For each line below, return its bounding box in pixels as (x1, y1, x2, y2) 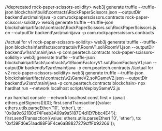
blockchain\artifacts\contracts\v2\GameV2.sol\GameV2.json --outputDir (5, 75, 148, 81)
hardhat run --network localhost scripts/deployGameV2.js (5, 86, 120, 91)
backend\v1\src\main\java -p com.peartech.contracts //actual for (25, 65, 154, 71)
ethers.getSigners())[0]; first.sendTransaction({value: (5, 100, 111, 105)
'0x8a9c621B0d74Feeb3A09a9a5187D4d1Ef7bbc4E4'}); (5, 110, 117, 116)
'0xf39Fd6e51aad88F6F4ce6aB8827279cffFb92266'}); (5, 120, 116, 126)
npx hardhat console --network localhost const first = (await (5, 95, 125, 101)
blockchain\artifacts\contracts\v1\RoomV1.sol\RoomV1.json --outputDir (14, 44, 155, 50)
